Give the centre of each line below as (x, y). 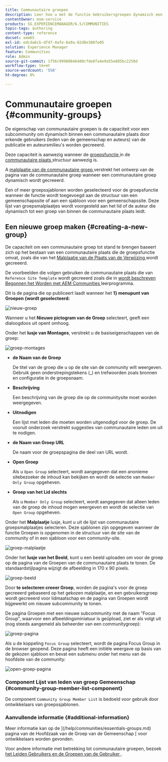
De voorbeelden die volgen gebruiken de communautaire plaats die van (79, 272)
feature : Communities (28, 52)
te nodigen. (24, 433)
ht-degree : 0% (20, 75)
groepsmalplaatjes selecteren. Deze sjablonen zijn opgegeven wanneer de (82, 527)
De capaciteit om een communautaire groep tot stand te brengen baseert (81, 247)
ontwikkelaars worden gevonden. (40, 739)
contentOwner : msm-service (33, 19)
